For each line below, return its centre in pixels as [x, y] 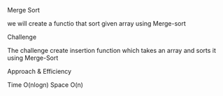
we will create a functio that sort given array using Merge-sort [97, 23]
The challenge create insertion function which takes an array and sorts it [112, 50]
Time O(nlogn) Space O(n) [45, 85]
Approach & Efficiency [39, 71]
